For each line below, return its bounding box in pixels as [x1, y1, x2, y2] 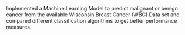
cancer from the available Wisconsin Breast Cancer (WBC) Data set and [6, 11, 180, 18]
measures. [6, 23, 32, 30]
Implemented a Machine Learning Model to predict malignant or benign [6, 5, 178, 12]
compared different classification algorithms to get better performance [6, 17, 177, 24]
